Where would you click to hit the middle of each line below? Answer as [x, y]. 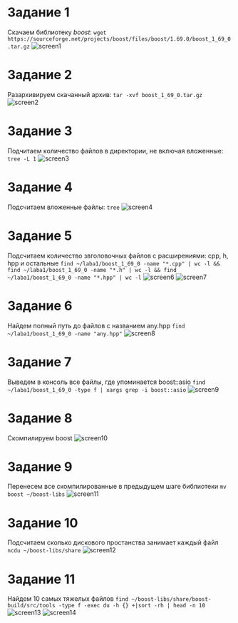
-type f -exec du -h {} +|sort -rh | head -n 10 [131, 606]
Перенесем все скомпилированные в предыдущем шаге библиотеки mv [117, 487]
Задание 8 [40, 418]
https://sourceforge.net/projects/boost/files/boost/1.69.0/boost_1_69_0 [119, 39]
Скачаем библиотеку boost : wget [57, 32]
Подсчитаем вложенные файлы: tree [63, 207]
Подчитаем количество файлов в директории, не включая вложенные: [115, 151]
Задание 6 [40, 306]
